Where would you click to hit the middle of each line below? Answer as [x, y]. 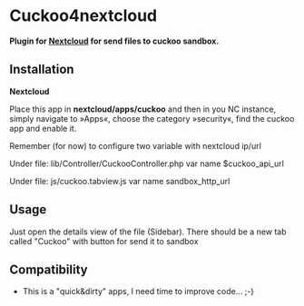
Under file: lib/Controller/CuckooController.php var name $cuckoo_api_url [147, 163]
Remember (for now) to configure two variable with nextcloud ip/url [135, 145]
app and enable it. [43, 128]
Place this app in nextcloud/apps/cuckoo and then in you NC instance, [143, 109]
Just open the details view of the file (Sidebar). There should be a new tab [148, 232]
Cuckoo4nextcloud [83, 16]
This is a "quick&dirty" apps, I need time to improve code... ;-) [138, 291]
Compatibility [49, 269]
